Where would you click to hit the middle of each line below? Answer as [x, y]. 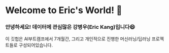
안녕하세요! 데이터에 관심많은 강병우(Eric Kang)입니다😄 [70, 27]
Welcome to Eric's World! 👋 [64, 10]
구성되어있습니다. [36, 45]
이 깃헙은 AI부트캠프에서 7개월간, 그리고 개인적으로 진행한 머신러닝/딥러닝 [78, 39]
